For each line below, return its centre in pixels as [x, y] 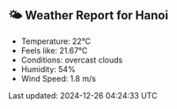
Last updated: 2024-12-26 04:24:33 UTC [83, 95]
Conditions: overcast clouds [72, 60]
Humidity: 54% [48, 69]
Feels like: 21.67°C [54, 50]
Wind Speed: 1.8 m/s [58, 78]
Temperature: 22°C [56, 41]
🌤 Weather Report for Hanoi [88, 15]
